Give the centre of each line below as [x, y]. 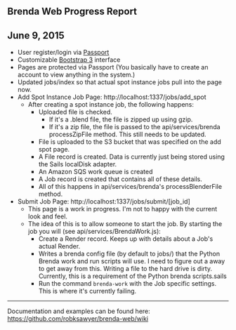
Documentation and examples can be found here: [79, 311]
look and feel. [48, 216]
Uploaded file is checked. [75, 112]
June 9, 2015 [36, 35]
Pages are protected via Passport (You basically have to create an [113, 67]
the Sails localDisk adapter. [78, 164]
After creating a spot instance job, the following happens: [111, 105]
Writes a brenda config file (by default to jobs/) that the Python [129, 254]
